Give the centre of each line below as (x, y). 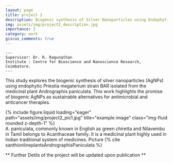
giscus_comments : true (30, 39)
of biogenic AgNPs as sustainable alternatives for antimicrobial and (76, 97)
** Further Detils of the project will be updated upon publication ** (76, 155)
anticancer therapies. (28, 102)
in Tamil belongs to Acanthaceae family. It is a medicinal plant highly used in (86, 134)
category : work (22, 34)
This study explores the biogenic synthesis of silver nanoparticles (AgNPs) (84, 80)
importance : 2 (21, 29)
